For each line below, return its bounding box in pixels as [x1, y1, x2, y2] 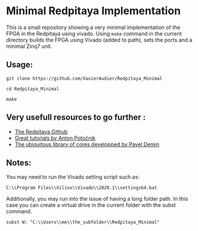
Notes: [6, 158, 31, 168]
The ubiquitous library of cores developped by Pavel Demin [14, 140, 160, 147]
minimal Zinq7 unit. [6, 43, 53, 50]
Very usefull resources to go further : [6, 113, 146, 123]
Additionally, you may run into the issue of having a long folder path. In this [6, 195, 188, 203]
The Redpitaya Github [14, 128, 68, 135]
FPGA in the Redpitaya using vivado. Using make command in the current [6, 30, 182, 37]
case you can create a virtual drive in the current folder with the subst [6, 201, 176, 208]
